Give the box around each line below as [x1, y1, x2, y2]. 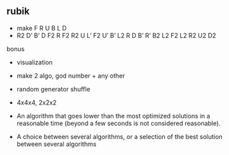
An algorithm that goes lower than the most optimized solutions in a [16, 111, 210, 120]
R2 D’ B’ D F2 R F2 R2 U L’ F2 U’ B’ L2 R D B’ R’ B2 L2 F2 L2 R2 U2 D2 [16, 31, 216, 39]
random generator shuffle [16, 84, 91, 93]
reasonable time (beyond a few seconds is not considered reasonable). [16, 119, 221, 127]
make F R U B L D [16, 24, 67, 32]
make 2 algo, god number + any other [16, 71, 125, 80]
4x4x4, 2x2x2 [16, 98, 57, 107]
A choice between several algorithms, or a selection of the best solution [16, 132, 223, 140]
